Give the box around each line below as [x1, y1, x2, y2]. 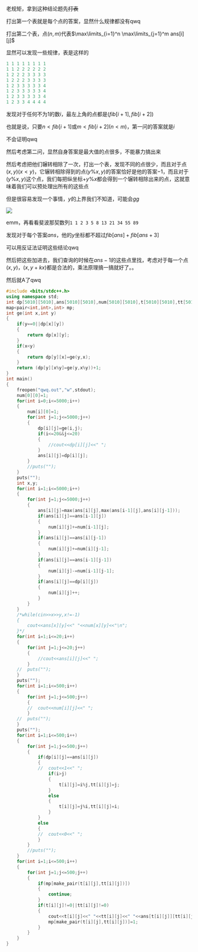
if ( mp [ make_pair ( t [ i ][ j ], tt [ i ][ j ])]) [37, 881, 131, 887]
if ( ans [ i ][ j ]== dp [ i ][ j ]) [37, 579, 99, 585]
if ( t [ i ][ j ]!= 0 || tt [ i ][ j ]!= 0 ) [37, 902, 110, 908]
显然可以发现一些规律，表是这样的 [6, 49, 89, 56]
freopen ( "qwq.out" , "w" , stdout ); [16, 387, 96, 393]
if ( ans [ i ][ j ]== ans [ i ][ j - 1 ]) [37, 535, 107, 541]
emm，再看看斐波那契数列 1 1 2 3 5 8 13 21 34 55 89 [6, 219, 138, 226]
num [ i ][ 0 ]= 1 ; [27, 409, 60, 415]
